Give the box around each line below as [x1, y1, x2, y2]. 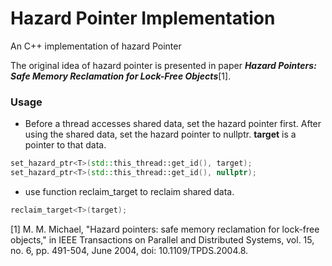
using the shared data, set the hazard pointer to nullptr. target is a [24, 128, 297, 141]
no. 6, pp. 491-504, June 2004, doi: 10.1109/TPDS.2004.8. [10, 244, 249, 256]
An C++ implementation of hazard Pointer [10, 40, 182, 52]
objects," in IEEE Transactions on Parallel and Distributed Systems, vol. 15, [10, 233, 315, 246]
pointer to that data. [24, 139, 107, 151]
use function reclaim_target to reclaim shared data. [24, 185, 235, 197]
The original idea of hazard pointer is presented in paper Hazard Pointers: [10, 59, 317, 71]
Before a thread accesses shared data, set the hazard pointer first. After [24, 118, 322, 130]
